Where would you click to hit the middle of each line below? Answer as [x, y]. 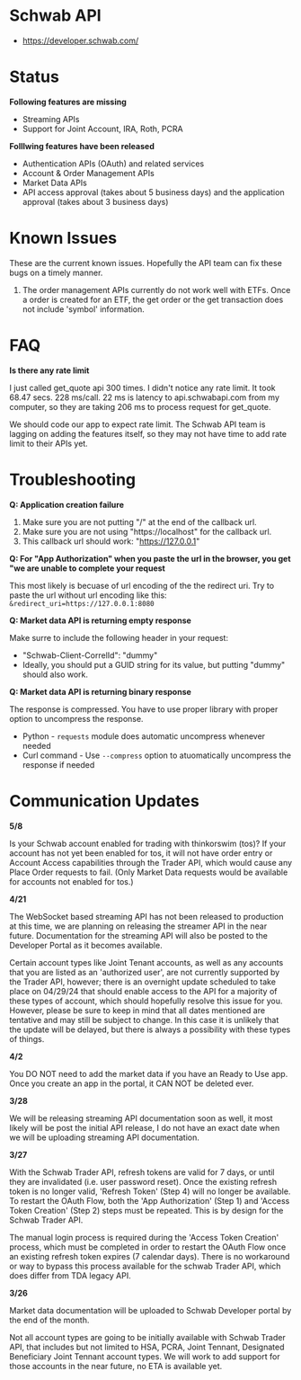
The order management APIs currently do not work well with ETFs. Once [156, 289]
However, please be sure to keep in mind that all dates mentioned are [137, 1010]
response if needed [58, 764]
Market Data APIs [55, 183]
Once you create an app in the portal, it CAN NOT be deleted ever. [132, 1083]
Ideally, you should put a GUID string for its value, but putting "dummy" [154, 664]
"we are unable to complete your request [88, 568]
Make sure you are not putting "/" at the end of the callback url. [140, 521]
